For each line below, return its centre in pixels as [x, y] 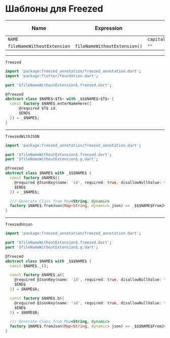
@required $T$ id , [38, 109]
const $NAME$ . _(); [29, 266]
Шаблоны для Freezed [54, 9]
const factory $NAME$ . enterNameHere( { [51, 104]
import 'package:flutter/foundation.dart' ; [52, 76]
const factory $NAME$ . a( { [37, 275]
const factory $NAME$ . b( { [37, 298]
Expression [109, 28]
